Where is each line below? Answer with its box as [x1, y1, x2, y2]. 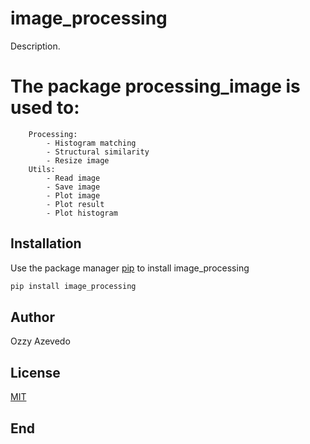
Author [10, 308, 55, 326]
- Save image [46, 182, 101, 192]
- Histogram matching [46, 138, 137, 148]
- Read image [46, 173, 101, 183]
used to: [10, 97, 80, 119]
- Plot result [46, 199, 105, 209]
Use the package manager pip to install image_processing [10, 262, 250, 274]
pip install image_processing [10, 281, 137, 291]
